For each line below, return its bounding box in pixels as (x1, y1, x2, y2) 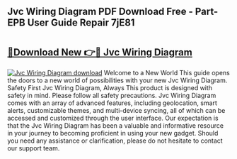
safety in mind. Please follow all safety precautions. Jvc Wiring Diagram (7, 92, 216, 99)
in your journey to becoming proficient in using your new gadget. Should (7, 129, 219, 137)
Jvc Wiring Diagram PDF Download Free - (7, 6, 193, 18)
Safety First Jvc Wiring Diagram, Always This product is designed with (7, 84, 213, 92)
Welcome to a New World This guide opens (103, 69, 230, 77)
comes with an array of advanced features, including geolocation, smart (7, 99, 218, 107)
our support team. (7, 144, 60, 152)
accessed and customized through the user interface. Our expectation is (7, 114, 219, 122)
